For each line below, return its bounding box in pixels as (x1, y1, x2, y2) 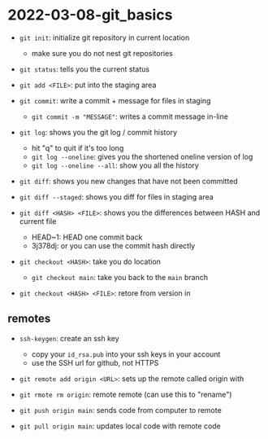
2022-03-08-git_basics (7, 6, 173, 24)
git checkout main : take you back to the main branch (31, 272, 209, 282)
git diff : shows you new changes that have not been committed (19, 176, 239, 186)
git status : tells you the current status (19, 64, 150, 74)
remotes (7, 312, 51, 326)
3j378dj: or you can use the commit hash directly (31, 240, 196, 250)
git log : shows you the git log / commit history (19, 127, 178, 137)
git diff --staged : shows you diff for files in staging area (19, 191, 214, 201)
